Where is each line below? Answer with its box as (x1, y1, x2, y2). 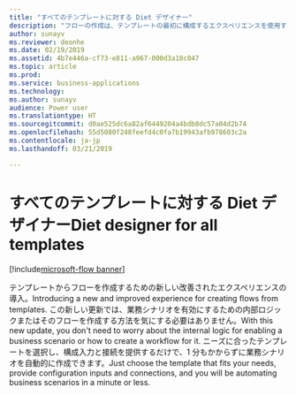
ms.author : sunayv (9, 95, 77, 104)
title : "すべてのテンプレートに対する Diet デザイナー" (9, 12, 193, 22)
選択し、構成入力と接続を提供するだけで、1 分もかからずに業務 (32, 346, 262, 357)
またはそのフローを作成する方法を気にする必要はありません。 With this (16, 315, 274, 325)
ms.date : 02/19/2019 (9, 46, 86, 55)
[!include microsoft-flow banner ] (9, 263, 125, 274)
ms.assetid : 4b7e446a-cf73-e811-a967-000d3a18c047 (9, 54, 200, 63)
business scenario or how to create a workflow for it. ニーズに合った (9, 335, 257, 346)
